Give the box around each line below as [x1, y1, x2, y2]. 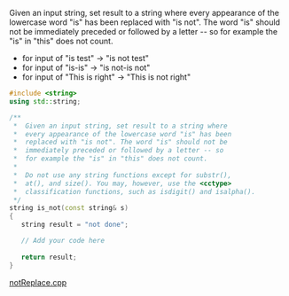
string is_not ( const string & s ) [9, 204, 129, 213]
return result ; [20, 253, 77, 261]
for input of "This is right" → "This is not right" [21, 72, 191, 82]
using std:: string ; [9, 97, 82, 105]
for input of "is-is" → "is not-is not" [21, 62, 151, 73]
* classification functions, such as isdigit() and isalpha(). [12, 187, 255, 196]
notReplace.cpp [9, 277, 67, 287]
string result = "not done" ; [20, 221, 129, 230]
